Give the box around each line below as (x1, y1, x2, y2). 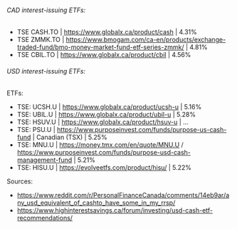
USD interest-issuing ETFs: (6, 66, 86, 75)
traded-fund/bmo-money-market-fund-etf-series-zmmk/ (16, 43, 184, 51)
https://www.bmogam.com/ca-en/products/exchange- (65, 36, 226, 44)
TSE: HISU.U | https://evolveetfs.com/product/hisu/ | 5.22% (16, 163, 192, 172)
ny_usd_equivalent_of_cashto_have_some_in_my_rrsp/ (16, 198, 176, 207)
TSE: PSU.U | (16, 126, 56, 134)
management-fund (16, 156, 73, 164)
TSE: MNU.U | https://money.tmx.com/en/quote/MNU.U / (16, 141, 184, 149)
